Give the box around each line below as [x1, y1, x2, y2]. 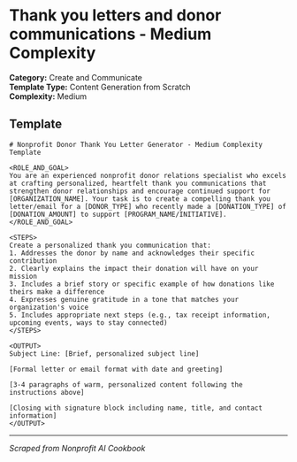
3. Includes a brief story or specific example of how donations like [9, 280, 275, 289]
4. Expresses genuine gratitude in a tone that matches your [9, 295, 240, 304]
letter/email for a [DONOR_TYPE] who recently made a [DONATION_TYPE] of [9, 202, 287, 211]
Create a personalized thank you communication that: [9, 241, 212, 250]
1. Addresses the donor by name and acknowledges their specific [9, 249, 255, 258]
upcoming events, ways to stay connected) [9, 318, 168, 327]
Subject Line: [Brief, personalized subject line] [9, 349, 200, 358]
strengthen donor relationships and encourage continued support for [9, 187, 271, 196]
